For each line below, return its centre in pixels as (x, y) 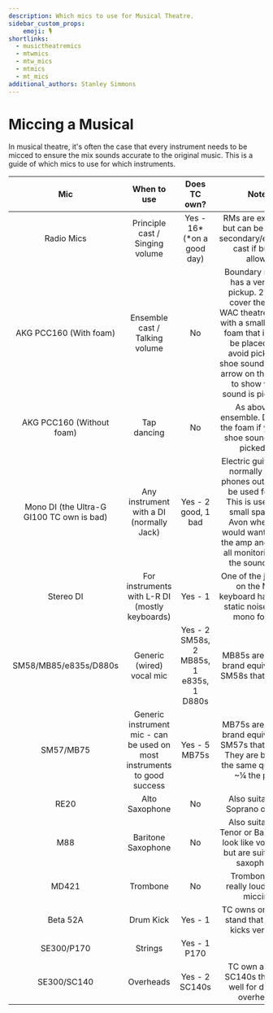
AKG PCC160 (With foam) (66, 333)
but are (237, 853)
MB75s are (243, 725)
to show (247, 384)
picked (252, 448)
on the (248, 587)
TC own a (246, 967)
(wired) (149, 666)
